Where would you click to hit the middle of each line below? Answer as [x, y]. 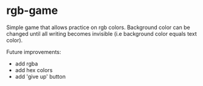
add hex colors [34, 70]
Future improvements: [34, 51]
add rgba [26, 64]
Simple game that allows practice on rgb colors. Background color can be [98, 27]
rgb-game [32, 11]
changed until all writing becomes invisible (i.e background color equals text [101, 33]
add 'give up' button [40, 76]
